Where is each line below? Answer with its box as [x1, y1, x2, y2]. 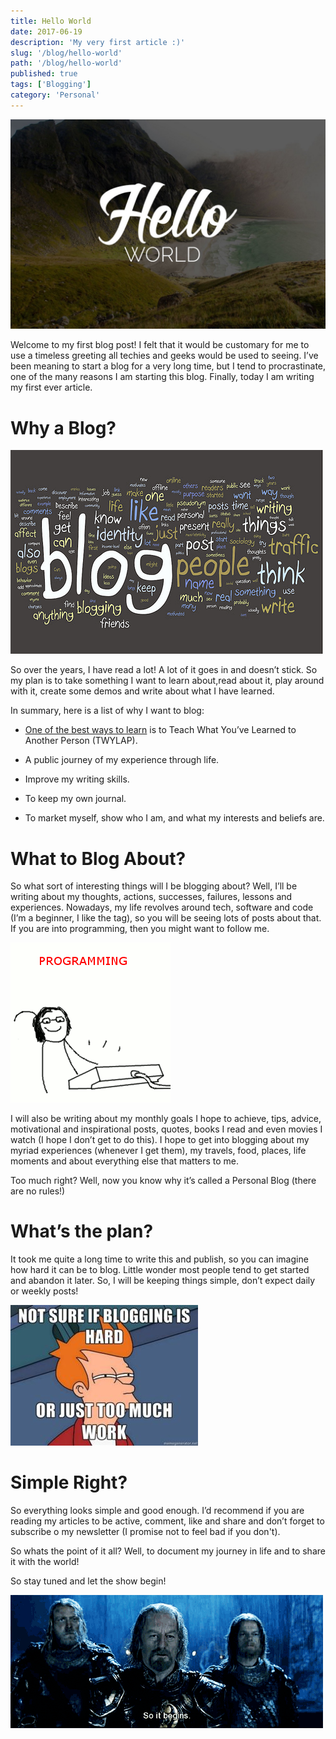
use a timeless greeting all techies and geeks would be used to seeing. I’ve [10, 350, 319, 362]
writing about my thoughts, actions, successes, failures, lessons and [10, 891, 293, 903]
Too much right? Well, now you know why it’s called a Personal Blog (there [10, 1175, 317, 1187]
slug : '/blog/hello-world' [10, 48, 123, 58]
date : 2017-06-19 [10, 26, 83, 37]
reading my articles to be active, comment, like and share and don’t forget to [10, 1515, 325, 1527]
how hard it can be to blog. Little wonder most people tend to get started [10, 1264, 310, 1276]
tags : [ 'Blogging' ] [10, 80, 92, 90]
